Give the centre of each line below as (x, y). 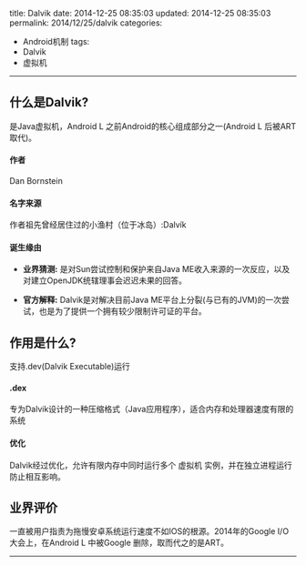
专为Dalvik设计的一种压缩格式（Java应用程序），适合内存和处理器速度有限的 (152, 409)
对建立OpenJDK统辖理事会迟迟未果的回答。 (105, 280)
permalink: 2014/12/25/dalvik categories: (86, 23)
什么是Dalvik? (49, 102)
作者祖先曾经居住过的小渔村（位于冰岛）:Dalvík (98, 225)
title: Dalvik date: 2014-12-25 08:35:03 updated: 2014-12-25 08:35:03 (140, 13)
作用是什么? (43, 343)
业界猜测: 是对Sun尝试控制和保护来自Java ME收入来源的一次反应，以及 (156, 269)
